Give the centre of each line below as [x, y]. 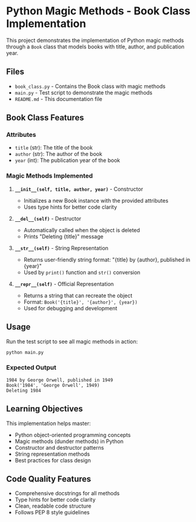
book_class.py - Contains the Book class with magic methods [90, 86]
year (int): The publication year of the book [67, 160]
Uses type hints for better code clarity [70, 207]
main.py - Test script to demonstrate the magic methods [84, 92]
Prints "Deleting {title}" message [63, 236]
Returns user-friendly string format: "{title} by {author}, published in [107, 260]
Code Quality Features [49, 479]
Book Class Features [45, 118]
